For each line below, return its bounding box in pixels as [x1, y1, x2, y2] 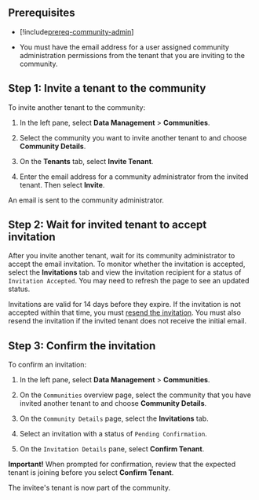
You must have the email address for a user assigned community [19, 42, 230, 52]
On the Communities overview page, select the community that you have [19, 390, 251, 400]
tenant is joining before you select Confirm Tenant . [8, 468, 174, 477]
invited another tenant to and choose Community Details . [19, 399, 207, 408]
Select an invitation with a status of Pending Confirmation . [19, 429, 208, 439]
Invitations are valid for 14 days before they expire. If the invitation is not [8, 300, 241, 309]
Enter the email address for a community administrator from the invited [19, 172, 249, 181]
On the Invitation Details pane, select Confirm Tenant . [19, 444, 205, 454]
